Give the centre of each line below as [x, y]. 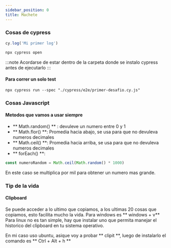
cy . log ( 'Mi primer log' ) [32, 43]
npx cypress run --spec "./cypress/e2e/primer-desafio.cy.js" [73, 90]
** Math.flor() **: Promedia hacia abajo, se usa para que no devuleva [85, 132]
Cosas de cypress [28, 33]
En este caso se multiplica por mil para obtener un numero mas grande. [80, 172]
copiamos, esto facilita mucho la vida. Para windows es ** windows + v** [82, 214]
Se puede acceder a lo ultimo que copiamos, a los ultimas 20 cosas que [81, 209]
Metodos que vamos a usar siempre [44, 115]
